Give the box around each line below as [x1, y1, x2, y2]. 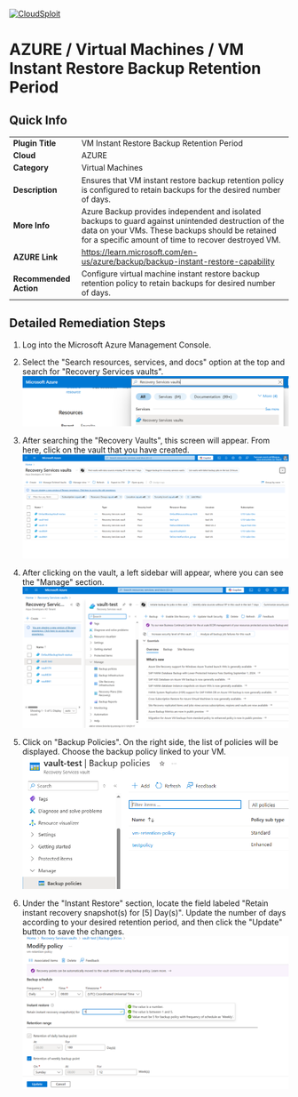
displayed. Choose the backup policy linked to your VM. [21, 747, 226, 757]
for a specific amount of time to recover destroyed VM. [81, 234, 281, 244]
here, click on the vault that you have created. [21, 444, 190, 455]
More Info [12, 220, 51, 231]
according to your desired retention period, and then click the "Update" [21, 917, 283, 927]
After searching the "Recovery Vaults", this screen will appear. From [21, 436, 271, 446]
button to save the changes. [21, 925, 125, 937]
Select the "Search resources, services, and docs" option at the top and [21, 356, 286, 367]
